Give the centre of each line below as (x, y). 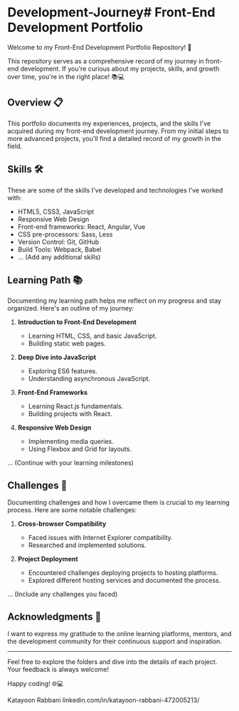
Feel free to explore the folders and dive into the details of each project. (112, 662)
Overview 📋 (36, 103)
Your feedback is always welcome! (58, 669)
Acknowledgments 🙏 (54, 617)
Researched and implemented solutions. (87, 545)
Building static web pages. (67, 343)
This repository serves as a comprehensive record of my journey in (106, 61)
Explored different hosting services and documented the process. (124, 581)
